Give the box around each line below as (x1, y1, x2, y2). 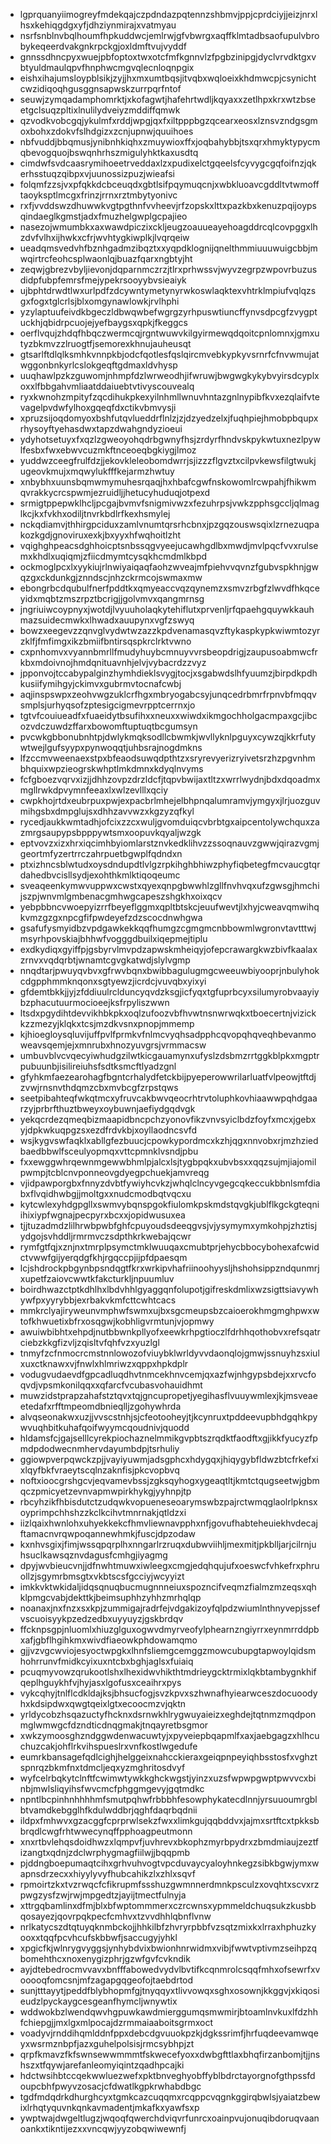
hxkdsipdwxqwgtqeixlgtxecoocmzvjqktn (19, 1698, 187, 1709)
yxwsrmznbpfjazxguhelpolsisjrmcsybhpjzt (19, 2038, 195, 2049)
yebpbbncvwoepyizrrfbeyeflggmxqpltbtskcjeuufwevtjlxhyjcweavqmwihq (19, 901, 320, 913)
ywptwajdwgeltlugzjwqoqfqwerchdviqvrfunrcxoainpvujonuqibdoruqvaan (19, 2112, 320, 2124)
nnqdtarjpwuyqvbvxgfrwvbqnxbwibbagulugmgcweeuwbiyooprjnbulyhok (19, 965, 320, 976)
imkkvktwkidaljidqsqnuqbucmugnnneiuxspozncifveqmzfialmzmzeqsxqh (19, 1581, 317, 1593)
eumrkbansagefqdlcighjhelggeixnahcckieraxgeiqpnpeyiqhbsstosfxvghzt (19, 1751, 318, 1763)
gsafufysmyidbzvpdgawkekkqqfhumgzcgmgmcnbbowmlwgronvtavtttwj (19, 922, 317, 934)
